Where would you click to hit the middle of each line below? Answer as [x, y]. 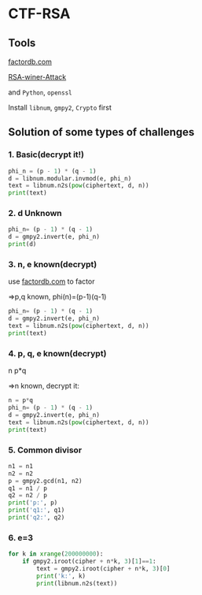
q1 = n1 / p [28, 488]
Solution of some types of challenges [101, 132]
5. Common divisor [45, 450]
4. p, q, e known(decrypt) [57, 353]
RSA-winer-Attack [37, 77]
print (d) [22, 244]
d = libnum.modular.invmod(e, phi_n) [70, 178]
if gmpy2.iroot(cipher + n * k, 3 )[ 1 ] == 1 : [89, 562]
